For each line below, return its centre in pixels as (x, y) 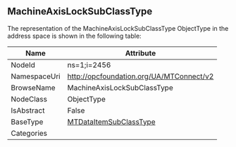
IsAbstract (28, 110)
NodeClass (29, 99)
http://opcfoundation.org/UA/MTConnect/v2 (141, 76)
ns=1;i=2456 (89, 64)
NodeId (23, 64)
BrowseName (33, 87)
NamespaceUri (36, 76)
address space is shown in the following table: (75, 36)
